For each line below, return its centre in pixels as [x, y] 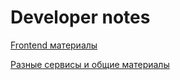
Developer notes [80, 17]
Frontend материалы [54, 45]
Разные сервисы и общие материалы [90, 64]
